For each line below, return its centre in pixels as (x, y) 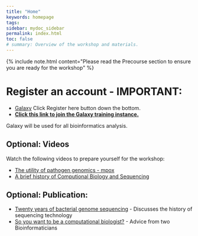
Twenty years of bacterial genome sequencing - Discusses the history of (103, 209)
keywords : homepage (30, 17)
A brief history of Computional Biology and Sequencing (82, 176)
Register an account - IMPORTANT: (94, 92)
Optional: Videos (38, 145)
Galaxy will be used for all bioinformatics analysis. (67, 125)
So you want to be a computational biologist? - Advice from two (92, 222)
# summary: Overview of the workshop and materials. (72, 45)
